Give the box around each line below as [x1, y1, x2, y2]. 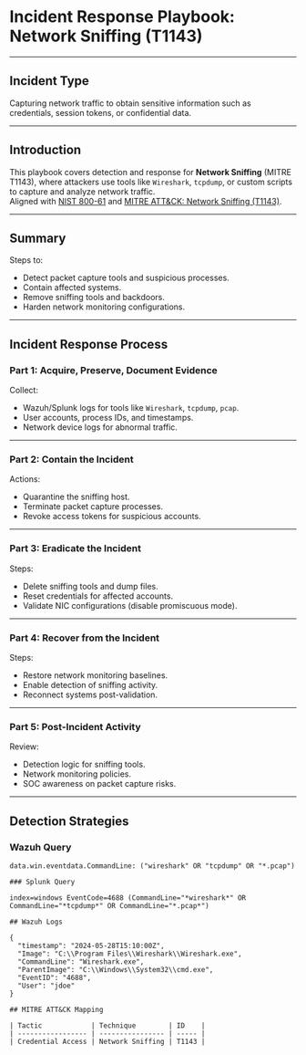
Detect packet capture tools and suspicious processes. [22, 272, 229, 284]
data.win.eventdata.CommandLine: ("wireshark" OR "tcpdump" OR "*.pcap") [9, 861, 296, 871]
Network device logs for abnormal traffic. [22, 422, 178, 433]
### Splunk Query [9, 877, 76, 886]
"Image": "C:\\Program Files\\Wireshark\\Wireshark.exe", [17, 949, 243, 958]
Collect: [9, 385, 39, 396]
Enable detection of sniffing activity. [22, 679, 158, 690]
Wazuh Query [9, 841, 72, 853]
